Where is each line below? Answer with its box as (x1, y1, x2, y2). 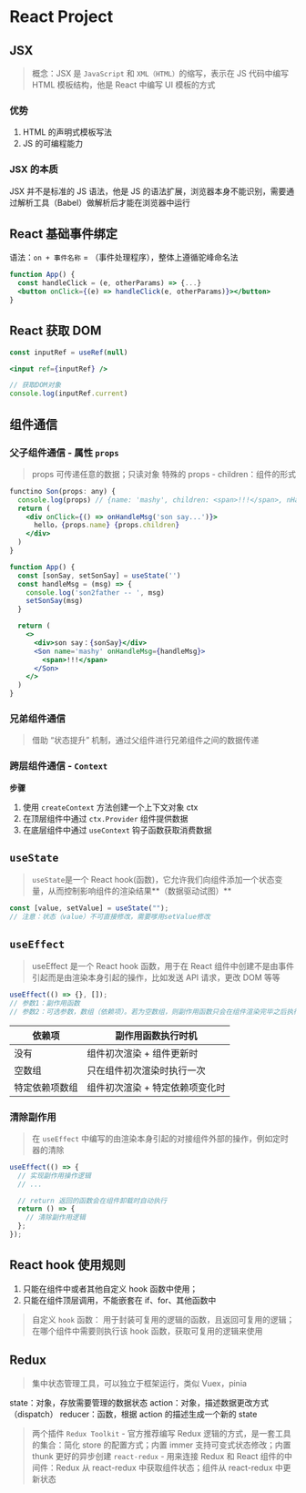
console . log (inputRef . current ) (9, 389, 128, 398)
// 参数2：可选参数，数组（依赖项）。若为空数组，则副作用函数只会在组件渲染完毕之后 (9, 1007, 287, 1017)
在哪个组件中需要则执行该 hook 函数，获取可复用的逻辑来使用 (31, 1325, 263, 1336)
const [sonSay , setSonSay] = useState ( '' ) (17, 571, 181, 580)
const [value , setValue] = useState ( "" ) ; (9, 904, 169, 913)
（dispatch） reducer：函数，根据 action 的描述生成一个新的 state (9, 1408, 258, 1419)
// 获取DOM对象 (9, 381, 62, 390)
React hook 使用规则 (9, 1257, 126, 1273)
